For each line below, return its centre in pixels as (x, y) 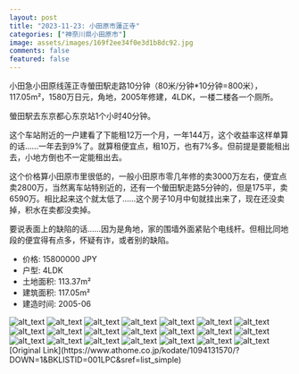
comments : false (39, 51)
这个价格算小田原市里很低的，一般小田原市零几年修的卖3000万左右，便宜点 (148, 176)
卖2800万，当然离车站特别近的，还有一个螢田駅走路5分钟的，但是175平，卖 (149, 187)
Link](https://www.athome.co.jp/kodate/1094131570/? (141, 350)
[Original (25, 350)
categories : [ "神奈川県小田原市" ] (68, 34)
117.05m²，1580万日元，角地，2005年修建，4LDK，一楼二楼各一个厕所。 (144, 97)
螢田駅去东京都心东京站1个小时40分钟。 (83, 116)
